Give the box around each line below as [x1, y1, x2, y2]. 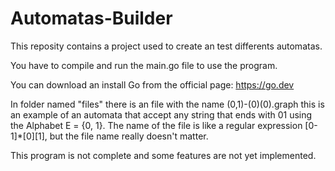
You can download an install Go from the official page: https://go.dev [10, 78, 295, 91]
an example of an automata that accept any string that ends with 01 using [10, 108, 313, 121]
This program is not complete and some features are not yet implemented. [10, 149, 317, 161]
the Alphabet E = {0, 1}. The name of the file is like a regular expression [10, 119, 303, 131]
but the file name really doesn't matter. [49, 130, 209, 142]
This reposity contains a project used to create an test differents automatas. [10, 40, 323, 52]
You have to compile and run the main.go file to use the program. [10, 59, 278, 71]
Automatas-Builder [10, 7, 173, 30]
